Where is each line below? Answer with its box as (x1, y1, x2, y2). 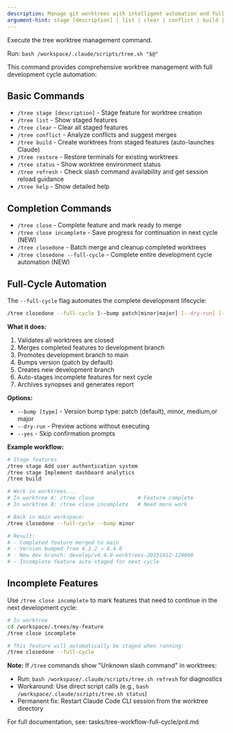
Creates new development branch (17, 365, 114, 374)
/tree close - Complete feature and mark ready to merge (17, 221, 182, 229)
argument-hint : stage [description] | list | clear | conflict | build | (7, 17, 225, 24)
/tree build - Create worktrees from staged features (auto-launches (17, 138, 215, 147)
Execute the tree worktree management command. (7, 35, 153, 44)
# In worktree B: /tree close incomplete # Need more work (7, 501, 188, 508)
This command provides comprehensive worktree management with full (7, 63, 213, 71)
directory (17, 705, 44, 713)
